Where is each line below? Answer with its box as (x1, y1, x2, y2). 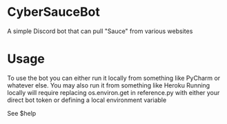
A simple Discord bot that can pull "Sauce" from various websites (7, 27, 193, 35)
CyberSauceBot (7, 4, 100, 20)
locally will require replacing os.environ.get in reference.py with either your (7, 88, 220, 96)
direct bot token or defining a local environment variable (7, 96, 167, 104)
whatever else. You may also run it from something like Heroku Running (7, 81, 210, 90)
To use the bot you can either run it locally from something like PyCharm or (7, 74, 221, 82)
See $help (7, 109, 37, 117)
